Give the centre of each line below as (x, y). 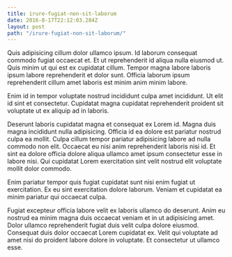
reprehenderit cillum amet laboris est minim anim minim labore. (98, 83)
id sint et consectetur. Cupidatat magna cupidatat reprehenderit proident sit (116, 103)
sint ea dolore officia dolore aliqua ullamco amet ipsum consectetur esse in (115, 154)
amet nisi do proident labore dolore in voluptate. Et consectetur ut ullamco (114, 240)
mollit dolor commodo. (39, 169)
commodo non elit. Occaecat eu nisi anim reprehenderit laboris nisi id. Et (111, 146)
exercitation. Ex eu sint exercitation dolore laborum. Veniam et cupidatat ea (115, 189)
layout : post (26, 26)
